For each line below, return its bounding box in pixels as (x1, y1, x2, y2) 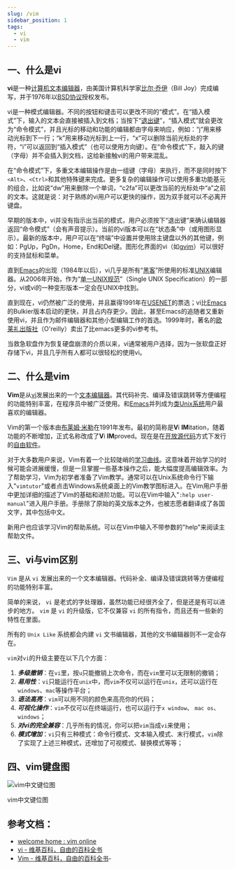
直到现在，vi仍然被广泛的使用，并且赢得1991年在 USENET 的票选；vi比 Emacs (7, 298, 227, 307)
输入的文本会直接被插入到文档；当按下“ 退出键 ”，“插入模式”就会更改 (28, 116, 223, 125)
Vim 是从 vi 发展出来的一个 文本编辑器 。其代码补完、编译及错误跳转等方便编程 (7, 390, 227, 399)
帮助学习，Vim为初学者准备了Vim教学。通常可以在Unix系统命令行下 (13, 473, 208, 481)
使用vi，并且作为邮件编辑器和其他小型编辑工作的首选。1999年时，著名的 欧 (7, 316, 222, 324)
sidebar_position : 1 (7, 17, 68, 24)
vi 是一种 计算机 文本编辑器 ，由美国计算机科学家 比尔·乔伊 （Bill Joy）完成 (7, 83, 213, 92)
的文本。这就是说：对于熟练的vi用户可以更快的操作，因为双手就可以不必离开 (7, 192, 227, 200)
